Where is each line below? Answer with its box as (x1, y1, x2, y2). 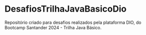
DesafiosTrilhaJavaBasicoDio (4, 3, 127, 15)
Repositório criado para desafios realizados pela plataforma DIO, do (4, 19, 142, 25)
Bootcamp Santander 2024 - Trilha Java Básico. (4, 24, 102, 30)
